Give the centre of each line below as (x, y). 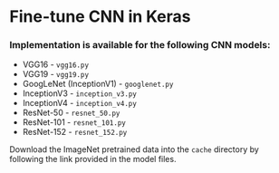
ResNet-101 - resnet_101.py (74, 122)
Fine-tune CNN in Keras (101, 17)
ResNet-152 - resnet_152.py (75, 132)
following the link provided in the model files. (93, 159)
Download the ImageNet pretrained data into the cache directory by (135, 149)
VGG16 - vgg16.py (55, 64)
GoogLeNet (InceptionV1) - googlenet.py (98, 84)
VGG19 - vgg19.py (55, 74)
